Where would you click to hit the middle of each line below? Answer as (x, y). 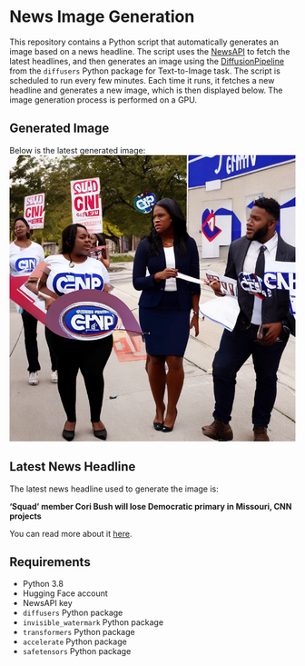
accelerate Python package (74, 641)
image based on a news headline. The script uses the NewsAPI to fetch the (150, 51)
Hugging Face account (65, 593)
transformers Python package (79, 632)
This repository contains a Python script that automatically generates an (144, 42)
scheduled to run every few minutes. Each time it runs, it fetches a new (142, 80)
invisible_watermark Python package (93, 622)
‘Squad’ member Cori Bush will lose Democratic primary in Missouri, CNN (151, 506)
